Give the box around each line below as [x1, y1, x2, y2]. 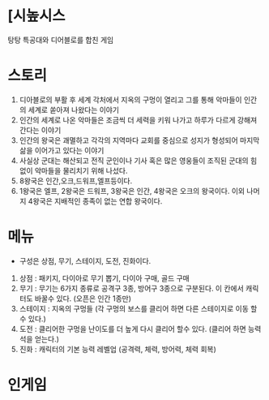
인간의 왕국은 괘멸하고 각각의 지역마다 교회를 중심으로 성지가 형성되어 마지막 [19, 135, 260, 145]
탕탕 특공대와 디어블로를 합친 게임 [7, 35, 114, 45]
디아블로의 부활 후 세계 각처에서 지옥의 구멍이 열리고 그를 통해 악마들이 [19, 94, 242, 105]
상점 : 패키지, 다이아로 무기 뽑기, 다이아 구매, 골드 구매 [19, 273, 190, 283]
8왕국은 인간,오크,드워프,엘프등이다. [19, 175, 133, 186]
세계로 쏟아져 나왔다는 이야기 [28, 105, 119, 114]
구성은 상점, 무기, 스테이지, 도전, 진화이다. [19, 256, 152, 265]
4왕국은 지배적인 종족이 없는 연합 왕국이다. [28, 196, 163, 206]
